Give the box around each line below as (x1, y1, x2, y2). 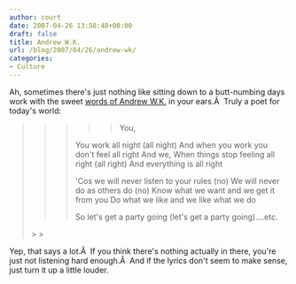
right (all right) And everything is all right (74, 158, 223, 169)
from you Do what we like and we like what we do (74, 194, 257, 204)
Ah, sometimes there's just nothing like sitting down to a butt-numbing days (9, 86, 285, 97)
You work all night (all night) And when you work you (74, 139, 269, 150)
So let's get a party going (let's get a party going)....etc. (74, 211, 278, 222)
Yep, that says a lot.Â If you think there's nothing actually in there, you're (9, 245, 277, 257)
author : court (9, 12, 62, 22)
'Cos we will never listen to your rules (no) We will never (74, 175, 280, 186)
